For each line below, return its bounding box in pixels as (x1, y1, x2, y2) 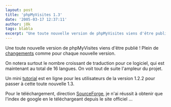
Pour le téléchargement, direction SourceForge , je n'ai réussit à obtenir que (5, 91, 163, 96)
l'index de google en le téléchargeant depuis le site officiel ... (5, 96, 133, 102)
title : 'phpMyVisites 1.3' (5, 12, 63, 17)
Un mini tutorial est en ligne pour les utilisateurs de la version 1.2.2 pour (5, 76, 155, 81)
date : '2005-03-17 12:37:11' (5, 17, 67, 22)
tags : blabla (5, 26, 33, 31)
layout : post (5, 7, 33, 13)
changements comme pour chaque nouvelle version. (5, 50, 116, 56)
